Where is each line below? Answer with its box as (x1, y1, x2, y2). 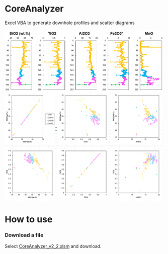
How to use (5, 214, 53, 225)
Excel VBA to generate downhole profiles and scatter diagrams (5, 20, 135, 26)
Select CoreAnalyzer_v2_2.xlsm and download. (5, 243, 102, 249)
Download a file (5, 232, 44, 239)
